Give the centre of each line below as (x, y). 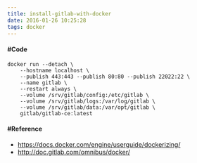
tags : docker (26, 27)
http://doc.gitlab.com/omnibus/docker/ (74, 152)
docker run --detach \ (40, 64)
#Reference (25, 129)
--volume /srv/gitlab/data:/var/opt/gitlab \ (88, 107)
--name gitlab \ (44, 83)
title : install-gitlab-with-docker (59, 14)
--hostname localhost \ (55, 70)
